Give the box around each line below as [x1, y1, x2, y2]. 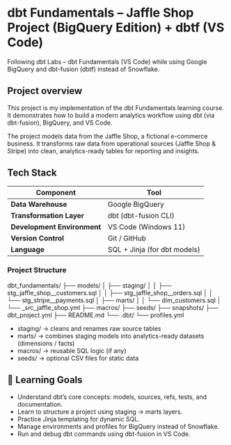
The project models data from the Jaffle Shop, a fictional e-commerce [7, 132, 208, 140]
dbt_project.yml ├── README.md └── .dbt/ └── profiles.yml [7, 311, 184, 319]
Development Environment [10, 221, 102, 231]
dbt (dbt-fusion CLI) [107, 210, 175, 220]
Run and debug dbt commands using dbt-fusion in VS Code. [17, 430, 191, 438]
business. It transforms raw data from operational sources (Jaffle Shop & [7, 139, 216, 148]
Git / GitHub [107, 233, 146, 243]
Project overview [7, 85, 83, 97]
